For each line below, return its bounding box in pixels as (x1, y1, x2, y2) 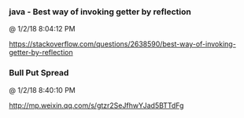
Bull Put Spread (9, 68, 69, 79)
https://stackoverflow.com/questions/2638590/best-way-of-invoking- (9, 39, 237, 49)
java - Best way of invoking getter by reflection (9, 6, 191, 17)
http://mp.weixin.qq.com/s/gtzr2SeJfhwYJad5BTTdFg (9, 101, 184, 110)
